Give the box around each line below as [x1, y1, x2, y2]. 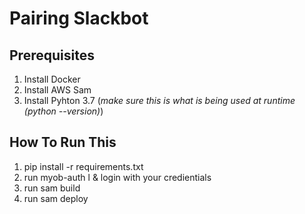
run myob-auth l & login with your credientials [23, 171, 212, 183]
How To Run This [9, 134, 117, 151]
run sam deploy [23, 192, 89, 204]
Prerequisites [9, 47, 95, 64]
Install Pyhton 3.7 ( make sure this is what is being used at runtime [23, 95, 296, 106]
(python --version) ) [23, 105, 104, 117]
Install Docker [23, 73, 81, 85]
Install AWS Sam [23, 84, 92, 96]
